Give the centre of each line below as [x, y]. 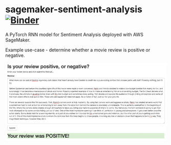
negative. [15, 55]
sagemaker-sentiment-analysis [74, 9]
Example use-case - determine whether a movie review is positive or [78, 50]
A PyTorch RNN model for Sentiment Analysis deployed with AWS [74, 34]
